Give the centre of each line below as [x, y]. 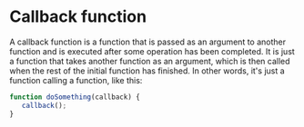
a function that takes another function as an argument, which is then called [150, 61]
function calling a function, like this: [76, 80]
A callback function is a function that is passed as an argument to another [148, 42]
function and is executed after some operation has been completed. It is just [152, 51]
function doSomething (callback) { [75, 97]
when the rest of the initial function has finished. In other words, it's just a [147, 71]
